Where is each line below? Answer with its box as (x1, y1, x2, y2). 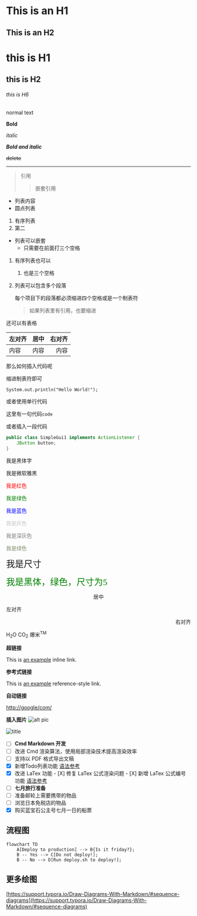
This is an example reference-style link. (6, 680, 101, 687)
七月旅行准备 (14, 784, 46, 791)
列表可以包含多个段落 (14, 282, 66, 289)
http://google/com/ (6, 704, 52, 711)
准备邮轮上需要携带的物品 (14, 792, 77, 799)
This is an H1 (6, 4, 69, 18)
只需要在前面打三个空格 (23, 244, 80, 251)
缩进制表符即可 (6, 375, 42, 382)
